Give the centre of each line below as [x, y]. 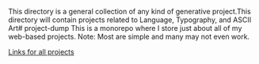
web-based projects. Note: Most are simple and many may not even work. [129, 36]
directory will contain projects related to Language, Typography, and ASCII [130, 20]
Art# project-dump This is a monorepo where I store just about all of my [125, 28]
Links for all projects [41, 52]
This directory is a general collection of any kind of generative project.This [129, 11]
